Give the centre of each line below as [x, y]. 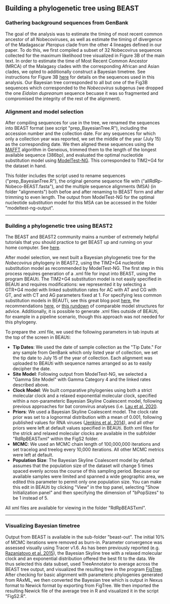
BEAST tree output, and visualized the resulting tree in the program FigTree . [84, 569]
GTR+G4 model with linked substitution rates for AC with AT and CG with [81, 290]
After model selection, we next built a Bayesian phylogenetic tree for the [80, 258]
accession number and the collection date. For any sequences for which [80, 133]
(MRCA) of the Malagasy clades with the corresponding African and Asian [82, 66]
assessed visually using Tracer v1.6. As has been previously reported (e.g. [82, 548]
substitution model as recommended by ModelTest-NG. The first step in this [84, 268]
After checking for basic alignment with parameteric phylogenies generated [84, 575]
